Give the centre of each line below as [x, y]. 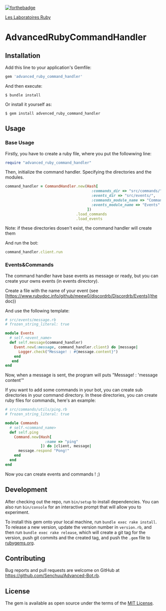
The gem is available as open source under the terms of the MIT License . [80, 603]
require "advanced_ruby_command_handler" [48, 163]
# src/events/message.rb [31, 320]
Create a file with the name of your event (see [52, 291]
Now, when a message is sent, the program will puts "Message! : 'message [82, 375]
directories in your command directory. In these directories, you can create [81, 395]
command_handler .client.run [34, 252]
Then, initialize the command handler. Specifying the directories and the [78, 172]
